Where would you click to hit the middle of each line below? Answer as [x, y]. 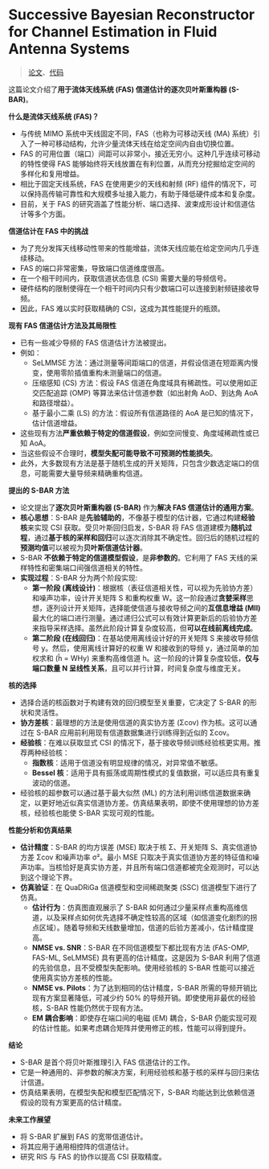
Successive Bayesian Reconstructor [132, 15]
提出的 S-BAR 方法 [39, 490]
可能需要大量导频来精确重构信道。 [90, 473]
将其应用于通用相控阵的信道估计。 [76, 1146]
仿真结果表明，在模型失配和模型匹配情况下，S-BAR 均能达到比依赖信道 [137, 1092]
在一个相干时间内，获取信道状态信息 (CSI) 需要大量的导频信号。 [125, 278]
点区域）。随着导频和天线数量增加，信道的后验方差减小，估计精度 [139, 927]
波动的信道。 [53, 782]
